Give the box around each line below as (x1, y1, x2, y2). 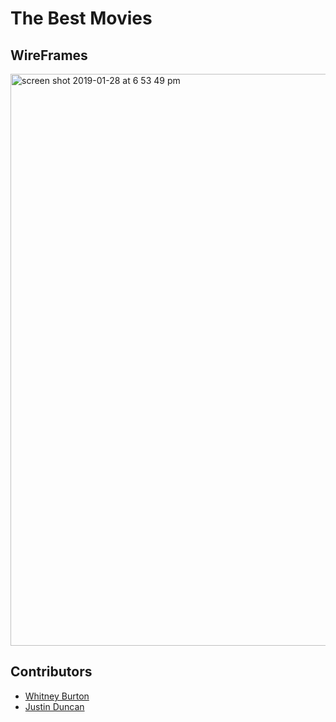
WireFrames (10, 47, 88, 64)
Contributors (10, 663, 93, 681)
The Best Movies (10, 7, 153, 30)
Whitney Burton (24, 690, 90, 702)
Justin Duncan (24, 700, 85, 712)
